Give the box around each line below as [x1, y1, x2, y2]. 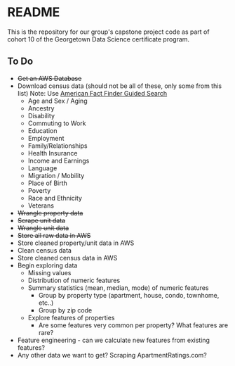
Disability [27, 111, 55, 120]
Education [27, 126, 58, 134]
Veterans [27, 201, 55, 210]
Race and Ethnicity [27, 194, 83, 202]
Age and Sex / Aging [27, 96, 88, 105]
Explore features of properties [27, 313, 115, 322]
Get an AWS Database [17, 74, 82, 82]
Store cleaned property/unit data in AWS [17, 239, 135, 247]
